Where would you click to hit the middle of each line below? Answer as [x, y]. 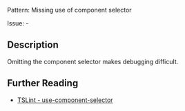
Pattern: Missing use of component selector [70, 10]
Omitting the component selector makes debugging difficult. [93, 61]
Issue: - [18, 23]
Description [33, 45]
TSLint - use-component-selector [65, 100]
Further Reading [43, 83]
